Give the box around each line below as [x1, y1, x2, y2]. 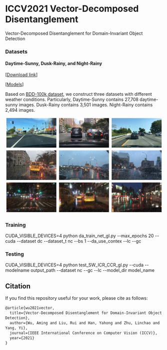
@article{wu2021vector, [5, 305, 55, 311]
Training [5, 221, 26, 228]
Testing [5, 250, 24, 257]
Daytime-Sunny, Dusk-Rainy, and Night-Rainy [5, 61, 102, 67]
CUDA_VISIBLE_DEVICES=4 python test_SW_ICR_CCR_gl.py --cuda [5, 262, 144, 268]
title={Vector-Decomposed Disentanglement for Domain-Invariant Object [9, 310, 162, 316]
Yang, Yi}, [5, 325, 28, 331]
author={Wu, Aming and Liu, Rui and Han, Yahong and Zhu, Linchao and [9, 320, 160, 326]
